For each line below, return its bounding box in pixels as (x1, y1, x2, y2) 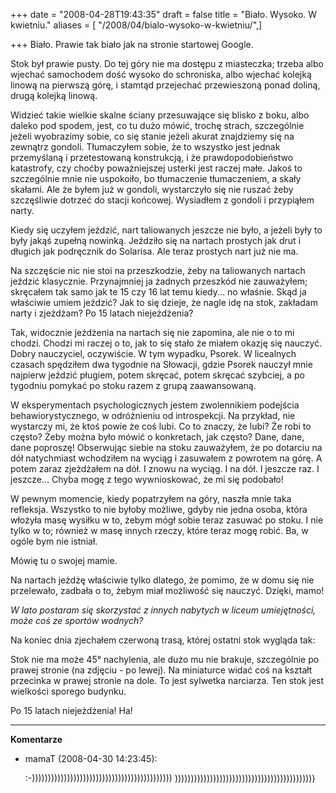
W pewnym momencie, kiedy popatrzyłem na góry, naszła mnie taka (10, 493, 292, 504)
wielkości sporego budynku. (10, 685, 127, 697)
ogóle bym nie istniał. (10, 535, 98, 547)
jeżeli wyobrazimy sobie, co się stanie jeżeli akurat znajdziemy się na (10, 130, 295, 142)
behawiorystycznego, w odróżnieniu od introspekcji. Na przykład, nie (10, 410, 296, 421)
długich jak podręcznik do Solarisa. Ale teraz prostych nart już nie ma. (10, 245, 299, 257)
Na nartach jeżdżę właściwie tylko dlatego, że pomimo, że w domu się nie (10, 574, 315, 586)
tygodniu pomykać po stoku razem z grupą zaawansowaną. (10, 380, 257, 391)
